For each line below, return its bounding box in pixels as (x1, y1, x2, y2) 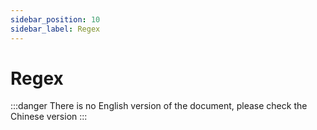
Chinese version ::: (10, 111, 88, 123)
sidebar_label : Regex (10, 24, 101, 34)
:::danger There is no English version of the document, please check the (10, 100, 308, 112)
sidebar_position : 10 (10, 14, 101, 25)
